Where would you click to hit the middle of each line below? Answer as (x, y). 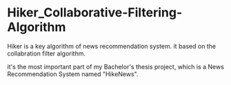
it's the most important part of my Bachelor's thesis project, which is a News (115, 66)
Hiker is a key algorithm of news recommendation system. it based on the (111, 46)
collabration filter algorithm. (47, 53)
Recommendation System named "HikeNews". (73, 74)
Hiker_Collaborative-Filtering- (95, 13)
